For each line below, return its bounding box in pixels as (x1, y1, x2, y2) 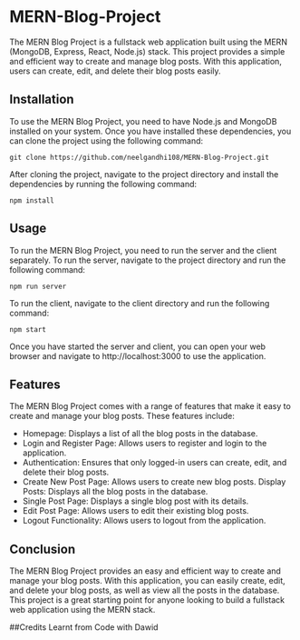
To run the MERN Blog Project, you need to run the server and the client (9, 245, 277, 255)
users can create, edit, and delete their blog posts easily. (9, 65, 221, 76)
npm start (9, 325, 47, 334)
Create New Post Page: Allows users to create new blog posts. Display (22, 476, 286, 487)
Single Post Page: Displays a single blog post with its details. (22, 495, 249, 506)
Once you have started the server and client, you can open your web (9, 341, 266, 352)
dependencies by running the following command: (9, 178, 198, 189)
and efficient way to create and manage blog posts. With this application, (9, 55, 283, 66)
